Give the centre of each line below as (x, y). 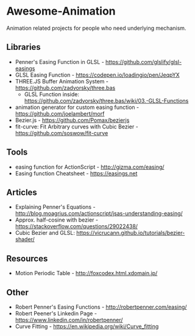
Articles (22, 192)
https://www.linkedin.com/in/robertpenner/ (69, 320)
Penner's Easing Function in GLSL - (60, 61)
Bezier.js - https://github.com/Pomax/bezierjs (72, 120)
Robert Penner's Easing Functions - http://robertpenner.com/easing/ (101, 307)
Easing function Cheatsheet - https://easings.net (76, 173)
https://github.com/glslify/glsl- (144, 61)
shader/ (25, 239)
